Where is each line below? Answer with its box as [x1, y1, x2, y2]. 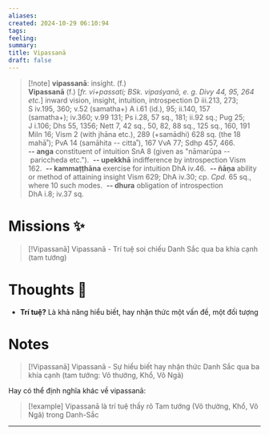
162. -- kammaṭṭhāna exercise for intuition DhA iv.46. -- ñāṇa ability [27, 163, 258, 173]
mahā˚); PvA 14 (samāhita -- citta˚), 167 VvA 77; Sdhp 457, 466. [27, 138, 235, 147]
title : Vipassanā [8, 49, 66, 57]
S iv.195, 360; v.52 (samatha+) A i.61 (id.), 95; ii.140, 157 [27, 103, 211, 113]
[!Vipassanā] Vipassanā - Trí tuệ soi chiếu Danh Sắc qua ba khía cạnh [27, 244, 259, 253]
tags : [8, 26, 26, 34]
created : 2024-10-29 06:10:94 [8, 19, 110, 27]
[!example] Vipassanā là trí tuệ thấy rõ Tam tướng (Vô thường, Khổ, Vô [27, 401, 259, 411]
